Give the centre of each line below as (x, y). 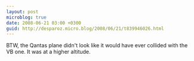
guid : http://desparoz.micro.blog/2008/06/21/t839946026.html (85, 28)
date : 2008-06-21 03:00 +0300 (44, 23)
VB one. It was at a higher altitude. (48, 52)
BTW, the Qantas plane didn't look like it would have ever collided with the (97, 45)
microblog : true (26, 17)
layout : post (22, 12)
